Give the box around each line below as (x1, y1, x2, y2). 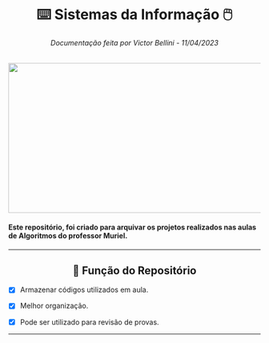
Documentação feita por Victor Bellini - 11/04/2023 (50, 38, 219, 47)
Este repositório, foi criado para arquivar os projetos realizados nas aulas (8, 222, 257, 232)
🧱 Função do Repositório (72, 264, 197, 277)
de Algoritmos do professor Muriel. (8, 230, 128, 240)
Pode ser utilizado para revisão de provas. (19, 317, 159, 327)
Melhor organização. (19, 301, 89, 311)
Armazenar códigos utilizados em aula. (19, 285, 149, 295)
